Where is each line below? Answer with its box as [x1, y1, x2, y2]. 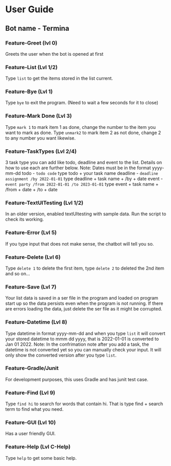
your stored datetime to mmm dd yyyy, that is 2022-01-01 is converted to [5, 336, 159, 342]
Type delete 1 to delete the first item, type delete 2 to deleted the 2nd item [5, 265, 164, 271]
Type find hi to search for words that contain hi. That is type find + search [5, 401, 163, 407]
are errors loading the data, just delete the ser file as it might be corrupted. [5, 306, 162, 312]
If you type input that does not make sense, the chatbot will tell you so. [5, 240, 154, 247]
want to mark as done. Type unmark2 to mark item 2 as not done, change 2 [5, 129, 161, 136]
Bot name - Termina [5, 24, 69, 33]
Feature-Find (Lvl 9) [5, 389, 56, 396]
